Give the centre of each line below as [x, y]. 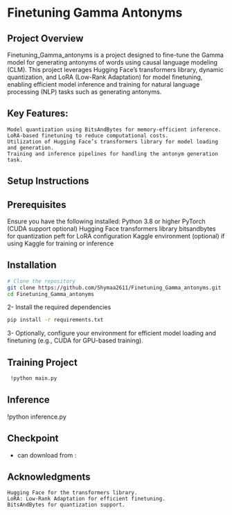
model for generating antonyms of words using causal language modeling [113, 62]
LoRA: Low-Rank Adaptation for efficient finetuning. [87, 499]
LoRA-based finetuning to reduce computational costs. [88, 136]
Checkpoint [33, 438]
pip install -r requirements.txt [55, 320]
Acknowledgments [49, 477]
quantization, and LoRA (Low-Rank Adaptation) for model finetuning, [105, 77]
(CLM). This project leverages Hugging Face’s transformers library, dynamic [115, 70]
